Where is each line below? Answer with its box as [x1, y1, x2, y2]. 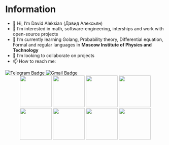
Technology [12, 47, 39, 53]
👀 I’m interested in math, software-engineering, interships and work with [12, 25, 164, 31]
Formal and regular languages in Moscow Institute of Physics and [12, 41, 152, 47]
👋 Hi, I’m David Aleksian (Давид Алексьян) [12, 20, 103, 26]
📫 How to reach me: [12, 58, 56, 64]
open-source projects [12, 31, 58, 37]
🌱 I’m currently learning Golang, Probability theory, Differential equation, [12, 36, 163, 42]
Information [5, 4, 56, 15]
